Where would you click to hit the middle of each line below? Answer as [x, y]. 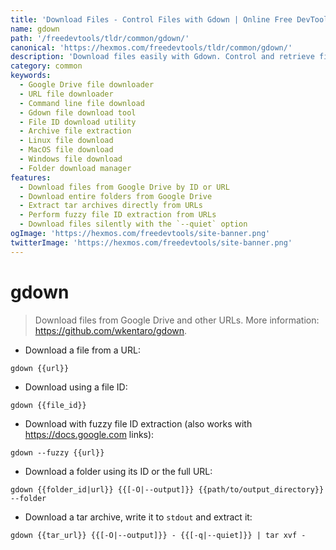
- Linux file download [66, 141]
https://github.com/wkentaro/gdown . [111, 330]
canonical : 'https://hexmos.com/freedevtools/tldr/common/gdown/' [151, 47]
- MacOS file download [66, 150]
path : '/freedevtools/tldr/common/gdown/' [100, 38]
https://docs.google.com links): [89, 434]
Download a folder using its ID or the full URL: [118, 471]
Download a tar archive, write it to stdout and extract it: [138, 517]
